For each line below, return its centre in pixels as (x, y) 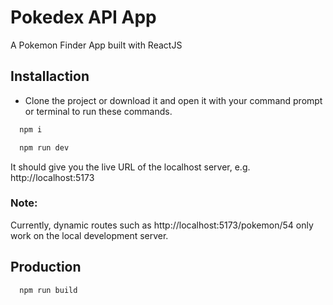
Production (46, 267)
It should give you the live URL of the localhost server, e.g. (130, 167)
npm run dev (44, 147)
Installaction (50, 76)
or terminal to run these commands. (98, 111)
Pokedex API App (83, 17)
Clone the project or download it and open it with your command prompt (173, 100)
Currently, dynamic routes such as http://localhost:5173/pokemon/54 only (162, 225)
